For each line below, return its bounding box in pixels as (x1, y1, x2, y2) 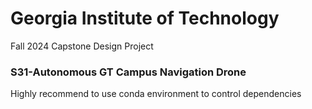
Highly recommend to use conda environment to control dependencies (10, 88, 302, 100)
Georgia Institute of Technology (10, 7, 280, 30)
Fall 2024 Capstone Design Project (10, 40, 154, 52)
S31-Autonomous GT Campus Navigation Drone (10, 65, 247, 79)
